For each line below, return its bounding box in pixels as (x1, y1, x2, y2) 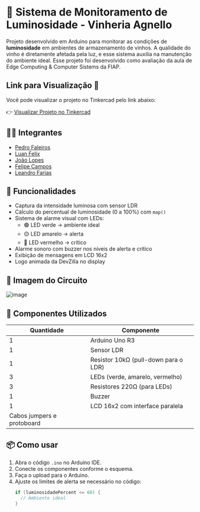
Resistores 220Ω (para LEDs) (90, 383, 173, 390)
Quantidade (29, 326, 64, 334)
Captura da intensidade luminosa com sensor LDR (14, 202, 138, 209)
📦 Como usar (6, 440, 58, 450)
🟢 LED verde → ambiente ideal (23, 221, 100, 229)
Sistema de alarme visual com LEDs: (14, 215, 104, 222)
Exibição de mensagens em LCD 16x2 (14, 252, 108, 259)
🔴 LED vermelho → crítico (23, 239, 87, 246)
